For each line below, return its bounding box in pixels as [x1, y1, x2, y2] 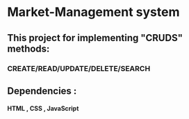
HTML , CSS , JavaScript [7, 104, 79, 113]
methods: [7, 42, 50, 54]
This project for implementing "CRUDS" [7, 32, 183, 44]
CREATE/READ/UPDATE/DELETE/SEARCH [7, 63, 151, 73]
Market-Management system [7, 4, 180, 20]
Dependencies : [7, 85, 77, 97]
